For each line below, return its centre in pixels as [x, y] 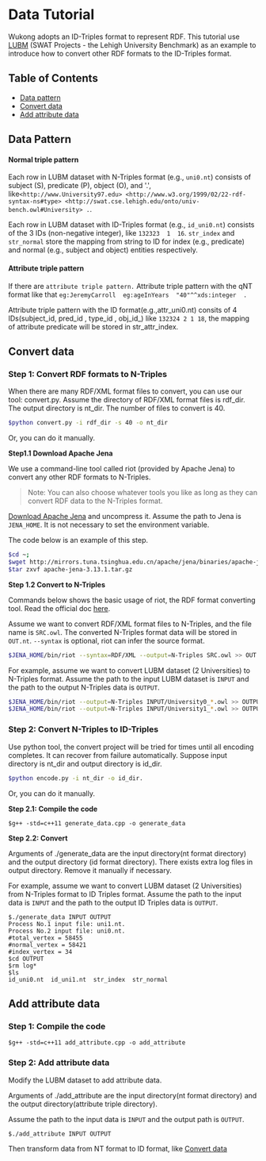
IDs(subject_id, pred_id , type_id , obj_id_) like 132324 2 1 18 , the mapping [129, 318]
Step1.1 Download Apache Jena [61, 453]
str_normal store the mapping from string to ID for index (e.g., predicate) [127, 242]
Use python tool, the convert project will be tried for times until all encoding [131, 747]
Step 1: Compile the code [57, 1026]
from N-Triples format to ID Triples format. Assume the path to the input [125, 894]
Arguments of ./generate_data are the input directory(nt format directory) [127, 853]
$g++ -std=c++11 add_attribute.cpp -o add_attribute [97, 1043]
